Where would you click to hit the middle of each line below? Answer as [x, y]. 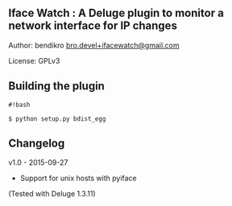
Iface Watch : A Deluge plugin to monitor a [116, 13]
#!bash [19, 105]
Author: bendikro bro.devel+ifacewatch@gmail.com [94, 45]
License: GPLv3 [34, 60]
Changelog [37, 144]
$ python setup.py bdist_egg [57, 119]
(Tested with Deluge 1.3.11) [52, 194]
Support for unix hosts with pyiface [78, 178]
